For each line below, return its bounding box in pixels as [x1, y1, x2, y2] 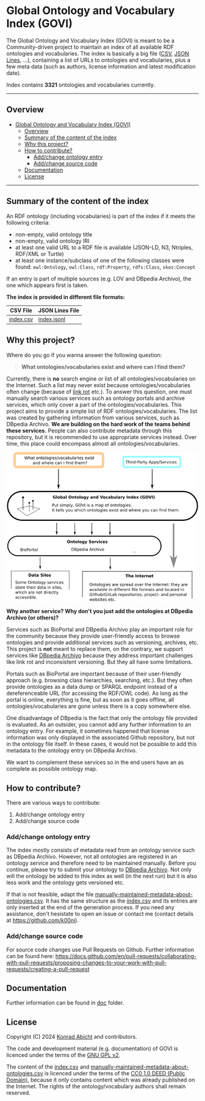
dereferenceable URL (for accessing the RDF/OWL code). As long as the [6, 689, 188, 697]
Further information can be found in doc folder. [6, 999, 124, 1006]
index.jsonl [38, 316, 66, 323]
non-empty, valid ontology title [15, 230, 93, 238]
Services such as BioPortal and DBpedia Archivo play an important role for [6, 626, 193, 633]
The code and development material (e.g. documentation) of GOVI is [6, 1045, 178, 1052]
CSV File [10, 307, 32, 314]
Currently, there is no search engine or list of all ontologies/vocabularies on [6, 375, 196, 382]
